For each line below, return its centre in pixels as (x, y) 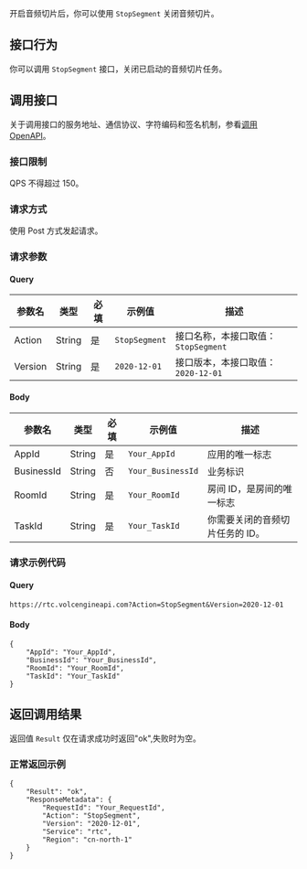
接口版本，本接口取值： (226, 362)
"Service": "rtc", (77, 831)
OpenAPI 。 (31, 135)
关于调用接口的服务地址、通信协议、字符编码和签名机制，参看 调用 (133, 124)
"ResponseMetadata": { (69, 799)
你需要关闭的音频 (244, 520)
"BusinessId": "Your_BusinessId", (91, 660)
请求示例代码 (38, 563)
